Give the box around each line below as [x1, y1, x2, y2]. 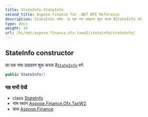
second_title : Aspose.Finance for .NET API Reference [5, 12, 120, 17]
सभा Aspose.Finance [12, 106, 54, 112]
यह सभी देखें [5, 84, 27, 91]
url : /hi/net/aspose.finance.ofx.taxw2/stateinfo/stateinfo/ [5, 30, 135, 35]
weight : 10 [5, 26, 28, 31]
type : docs [5, 21, 28, 26]
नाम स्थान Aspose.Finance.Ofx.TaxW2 [12, 100, 86, 106]
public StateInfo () [5, 72, 46, 77]
